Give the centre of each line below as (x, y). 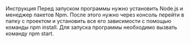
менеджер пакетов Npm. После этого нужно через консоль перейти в (95, 15)
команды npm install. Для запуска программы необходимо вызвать (91, 27)
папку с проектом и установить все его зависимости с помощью (88, 21)
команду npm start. (30, 34)
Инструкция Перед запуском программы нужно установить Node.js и (94, 9)
